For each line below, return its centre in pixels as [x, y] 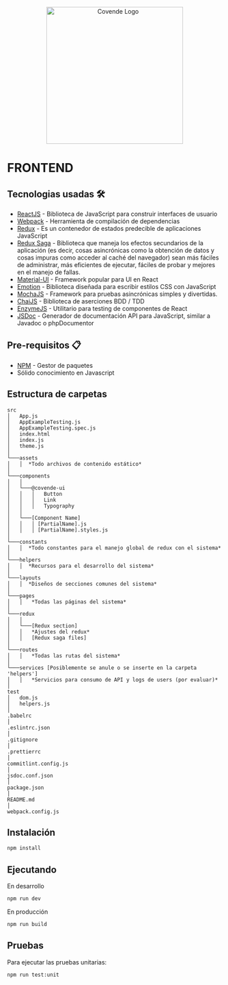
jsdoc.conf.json [30, 775]
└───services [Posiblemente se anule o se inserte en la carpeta [102, 668]
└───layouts [24, 578]
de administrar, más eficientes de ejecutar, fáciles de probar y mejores [116, 265]
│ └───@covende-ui [37, 488]
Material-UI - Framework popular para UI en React [87, 279]
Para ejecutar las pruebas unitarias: [57, 962]
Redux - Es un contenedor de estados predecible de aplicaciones [109, 228]
